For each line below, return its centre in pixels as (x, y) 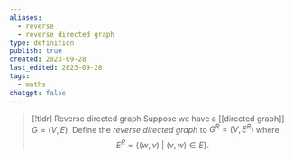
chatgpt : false (38, 93)
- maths (32, 84)
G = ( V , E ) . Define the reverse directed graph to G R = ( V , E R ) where (155, 128)
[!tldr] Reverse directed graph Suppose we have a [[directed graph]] (158, 119)
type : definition (42, 43)
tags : (19, 76)
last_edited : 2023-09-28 (56, 68)
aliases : (26, 18)
